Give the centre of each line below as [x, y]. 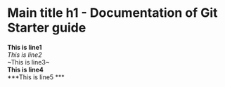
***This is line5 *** [36, 77]
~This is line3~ [29, 62]
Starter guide [47, 28]
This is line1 [25, 47]
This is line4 [26, 69]
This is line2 [25, 55]
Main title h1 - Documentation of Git [112, 13]
